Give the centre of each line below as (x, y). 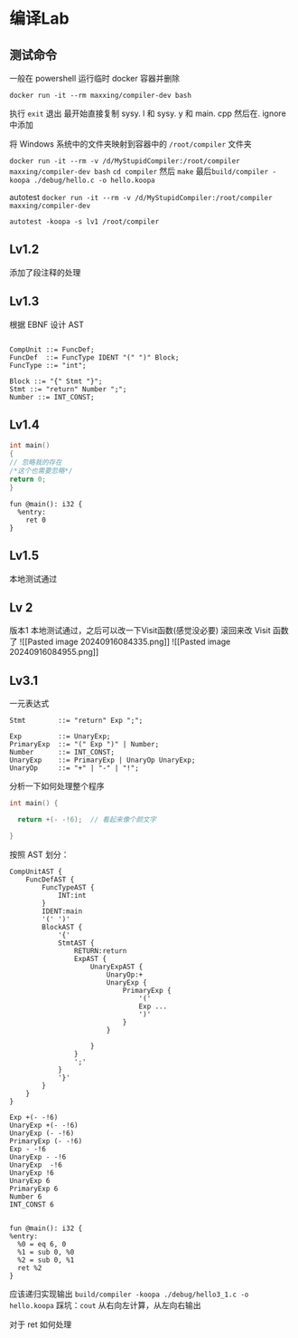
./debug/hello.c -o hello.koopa (94, 180)
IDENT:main (62, 911)
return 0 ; (28, 479)
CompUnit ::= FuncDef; (52, 350)
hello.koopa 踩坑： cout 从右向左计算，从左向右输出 (105, 1304)
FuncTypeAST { (68, 887)
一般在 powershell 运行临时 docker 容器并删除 (95, 78)
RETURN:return (100, 951)
